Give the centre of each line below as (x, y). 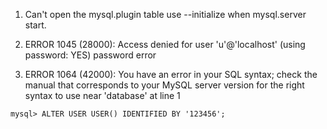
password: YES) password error (90, 55)
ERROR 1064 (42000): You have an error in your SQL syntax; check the (171, 74)
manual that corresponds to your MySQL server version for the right (164, 85)
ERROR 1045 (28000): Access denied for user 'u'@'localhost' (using (165, 44)
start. (35, 25)
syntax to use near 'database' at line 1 (102, 95)
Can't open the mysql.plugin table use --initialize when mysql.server (165, 14)
